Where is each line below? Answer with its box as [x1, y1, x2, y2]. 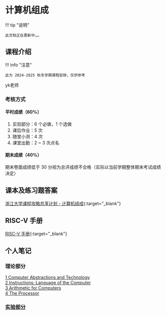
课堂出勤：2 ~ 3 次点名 [12, 140, 60, 146]
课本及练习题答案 [5, 186, 58, 195]
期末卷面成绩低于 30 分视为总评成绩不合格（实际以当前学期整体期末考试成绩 [5, 164, 162, 170]
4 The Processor [5, 290, 40, 297]
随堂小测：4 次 [12, 133, 43, 140]
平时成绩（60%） [5, 109, 42, 115]
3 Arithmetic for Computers [5, 285, 61, 291]
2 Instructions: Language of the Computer [5, 280, 91, 286]
